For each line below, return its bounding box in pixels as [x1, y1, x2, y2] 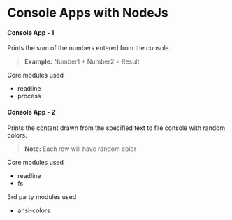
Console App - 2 [7, 108, 56, 116]
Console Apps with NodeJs [7, 5, 169, 21]
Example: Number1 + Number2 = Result [24, 57, 140, 66]
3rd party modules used [7, 192, 77, 200]
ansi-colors [17, 206, 50, 214]
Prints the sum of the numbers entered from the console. [7, 44, 171, 52]
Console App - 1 [7, 28, 55, 36]
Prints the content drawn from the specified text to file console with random [7, 124, 226, 132]
